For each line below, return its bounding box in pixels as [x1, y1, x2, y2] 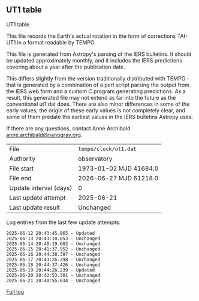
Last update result [9, 203, 61, 211]
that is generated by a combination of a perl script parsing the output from [6, 81, 190, 88]
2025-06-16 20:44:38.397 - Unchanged [6, 251, 101, 257]
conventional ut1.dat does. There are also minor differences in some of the [6, 100, 190, 108]
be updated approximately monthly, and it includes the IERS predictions [6, 56, 183, 64]
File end [9, 174, 32, 182]
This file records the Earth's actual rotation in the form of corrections [6, 32, 176, 40]
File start [9, 164, 34, 172]
